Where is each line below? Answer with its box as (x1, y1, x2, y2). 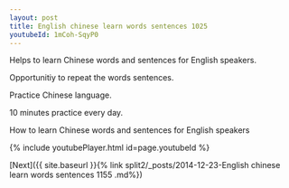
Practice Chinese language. (9, 89, 112, 100)
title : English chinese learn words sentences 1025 (9, 22, 208, 31)
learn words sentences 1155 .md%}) (9, 169, 143, 181)
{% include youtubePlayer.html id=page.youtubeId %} (9, 142, 210, 154)
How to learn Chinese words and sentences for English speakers (9, 125, 250, 136)
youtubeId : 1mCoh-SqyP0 (9, 30, 99, 39)
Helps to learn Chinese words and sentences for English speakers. (9, 55, 257, 66)
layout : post (9, 13, 59, 23)
